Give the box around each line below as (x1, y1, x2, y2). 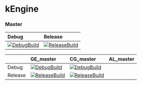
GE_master (30, 56, 56, 63)
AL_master (108, 56, 135, 63)
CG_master (70, 56, 96, 63)
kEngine (5, 3, 39, 15)
